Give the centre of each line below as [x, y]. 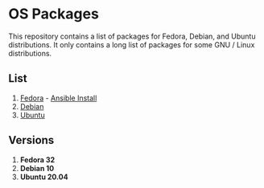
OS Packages [54, 14]
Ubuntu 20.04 [44, 177]
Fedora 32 [37, 159]
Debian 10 [37, 168]
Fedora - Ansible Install [58, 98]
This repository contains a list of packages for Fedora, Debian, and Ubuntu [132, 36]
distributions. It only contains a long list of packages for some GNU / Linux [132, 44]
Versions [31, 140]
